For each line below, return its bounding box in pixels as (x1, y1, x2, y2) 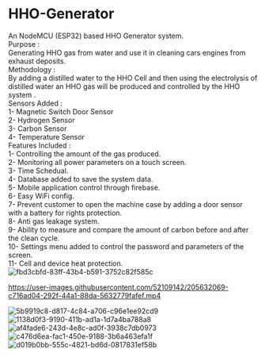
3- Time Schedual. (8, 166, 69, 175)
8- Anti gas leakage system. (8, 216, 100, 226)
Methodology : (8, 64, 56, 74)
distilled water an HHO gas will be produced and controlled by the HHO (8, 81, 240, 91)
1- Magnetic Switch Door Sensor (8, 106, 114, 116)
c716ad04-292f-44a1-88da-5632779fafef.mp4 (8, 290, 161, 300)
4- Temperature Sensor (8, 132, 85, 141)
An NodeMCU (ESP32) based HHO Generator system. (8, 31, 184, 40)
